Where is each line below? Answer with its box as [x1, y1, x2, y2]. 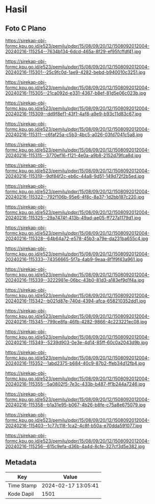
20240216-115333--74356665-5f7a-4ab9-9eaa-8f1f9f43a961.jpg [5, 256, 143, 262]
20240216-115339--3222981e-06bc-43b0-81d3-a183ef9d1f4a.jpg [5, 277, 144, 283]
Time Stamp [8, 482, 37, 489]
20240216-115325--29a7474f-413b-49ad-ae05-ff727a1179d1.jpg [5, 215, 141, 221]
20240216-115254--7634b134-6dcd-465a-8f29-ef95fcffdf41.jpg [5, 49, 141, 54]
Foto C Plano [5, 24, 46, 33]
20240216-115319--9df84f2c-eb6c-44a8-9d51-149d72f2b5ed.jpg [5, 173, 144, 179]
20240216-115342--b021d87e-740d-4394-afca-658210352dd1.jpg [5, 298, 146, 304]
